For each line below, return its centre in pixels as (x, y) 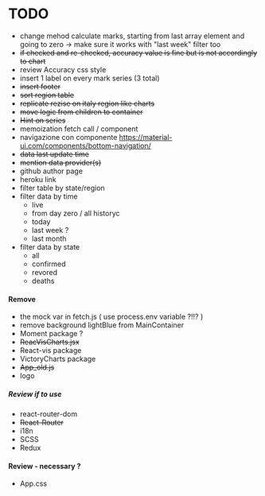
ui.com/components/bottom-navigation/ (85, 145)
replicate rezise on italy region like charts (87, 103)
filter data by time (49, 196)
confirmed (49, 264)
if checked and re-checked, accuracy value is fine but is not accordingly (138, 52)
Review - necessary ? (45, 466)
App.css (33, 484)
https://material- (146, 137)
